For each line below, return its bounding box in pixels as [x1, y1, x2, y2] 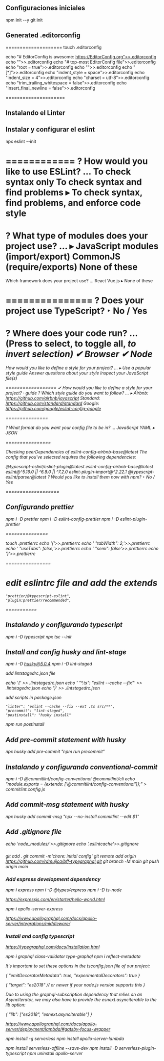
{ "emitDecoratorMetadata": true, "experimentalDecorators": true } [5, 973, 141, 979]
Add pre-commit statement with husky [5, 736, 126, 744]
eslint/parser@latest [5, 474, 47, 480]
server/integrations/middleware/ [5, 920, 70, 927]
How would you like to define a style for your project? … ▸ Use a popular [5, 365, 151, 371]
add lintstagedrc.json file [5, 670, 56, 676]
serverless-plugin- [119, 1045, 157, 1051]
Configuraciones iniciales [5, 4, 85, 12]
